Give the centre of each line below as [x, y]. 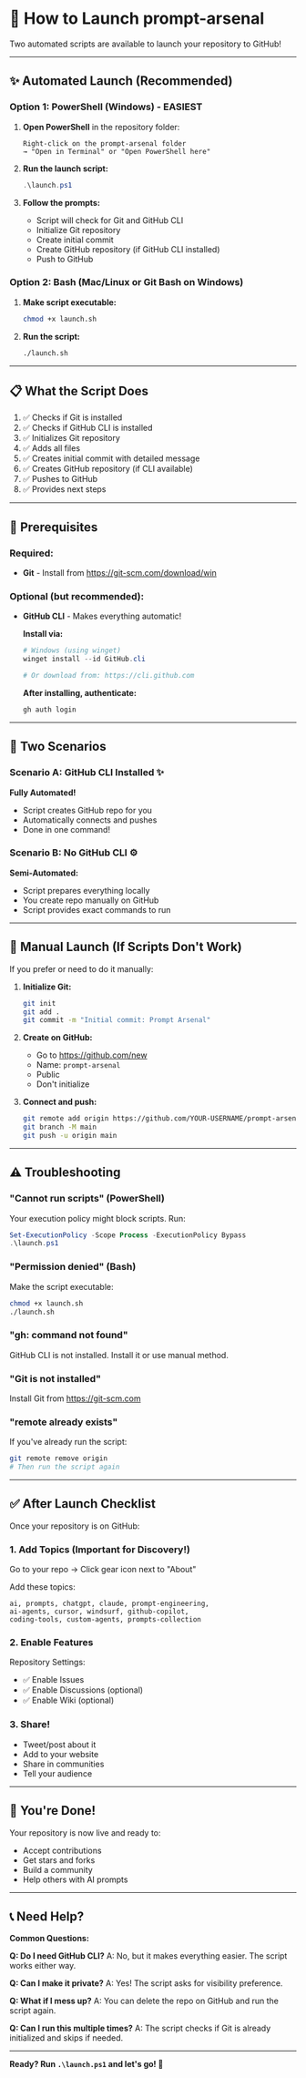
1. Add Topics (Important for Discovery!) [100, 1550]
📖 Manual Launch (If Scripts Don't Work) [126, 947]
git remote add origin [66, 1119]
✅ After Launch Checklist [83, 1504]
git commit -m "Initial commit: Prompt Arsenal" [117, 1020]
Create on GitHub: [57, 1038]
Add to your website [61, 1754]
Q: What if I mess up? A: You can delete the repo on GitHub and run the [144, 2001]
